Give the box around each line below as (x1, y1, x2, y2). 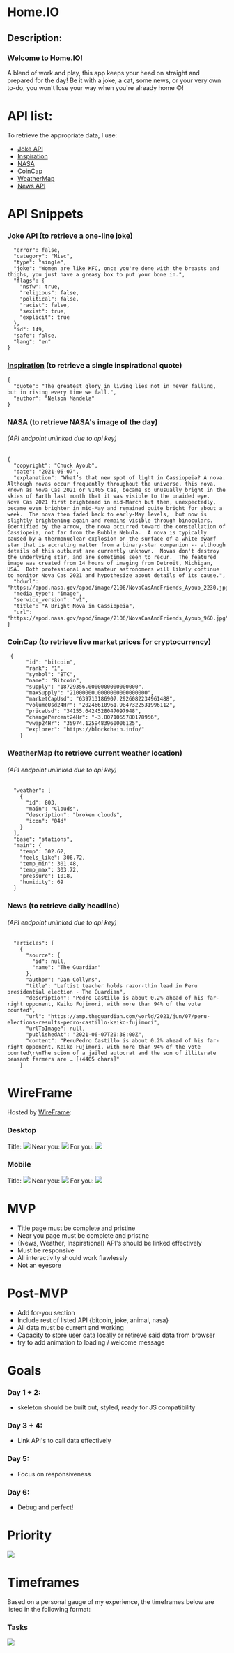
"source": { (25, 952, 61, 959)
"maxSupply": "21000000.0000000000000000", (25, 689, 155, 696)
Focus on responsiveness (17, 1469, 91, 1478)
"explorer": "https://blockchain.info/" (25, 726, 145, 733)
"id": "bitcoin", (25, 659, 77, 666)
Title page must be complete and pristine (17, 1224, 136, 1232)
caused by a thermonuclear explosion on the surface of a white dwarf (7, 535, 217, 542)
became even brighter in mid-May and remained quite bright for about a (7, 504, 223, 511)
